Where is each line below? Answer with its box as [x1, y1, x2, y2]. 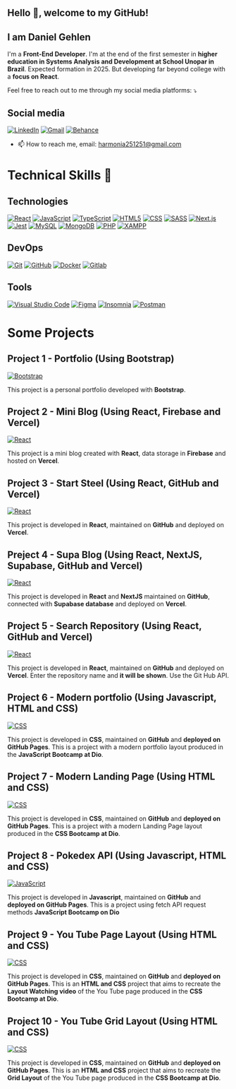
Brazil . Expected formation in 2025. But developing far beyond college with [7, 65, 225, 73]
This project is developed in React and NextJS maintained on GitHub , [7, 592, 210, 601]
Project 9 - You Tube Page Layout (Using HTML [7, 929, 217, 941]
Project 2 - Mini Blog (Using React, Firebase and [7, 406, 221, 418]
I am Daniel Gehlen [7, 31, 92, 43]
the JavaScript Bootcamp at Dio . [7, 750, 104, 758]
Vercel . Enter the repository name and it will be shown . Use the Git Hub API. [7, 671, 229, 679]
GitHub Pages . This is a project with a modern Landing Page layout [7, 821, 203, 830]
